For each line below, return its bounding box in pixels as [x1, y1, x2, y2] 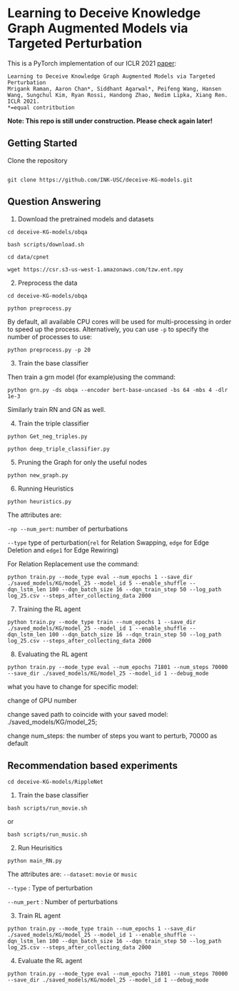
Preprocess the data [17, 278, 78, 287]
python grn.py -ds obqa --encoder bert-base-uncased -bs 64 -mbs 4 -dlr [7, 386, 228, 393]
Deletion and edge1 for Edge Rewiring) [7, 545, 119, 554]
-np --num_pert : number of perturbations [7, 524, 128, 533]
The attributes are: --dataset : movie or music [7, 870, 138, 879]
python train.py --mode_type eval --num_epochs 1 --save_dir [7, 573, 193, 580]
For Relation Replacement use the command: [7, 559, 139, 568]
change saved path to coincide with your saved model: [7, 710, 168, 718]
